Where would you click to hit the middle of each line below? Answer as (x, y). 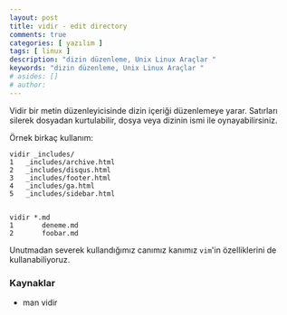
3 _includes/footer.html (60, 178)
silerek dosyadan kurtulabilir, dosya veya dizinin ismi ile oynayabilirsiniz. (143, 120)
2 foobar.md (44, 233)
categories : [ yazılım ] (56, 43)
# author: (28, 85)
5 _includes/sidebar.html (62, 194)
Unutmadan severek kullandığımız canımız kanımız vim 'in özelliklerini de (143, 250)
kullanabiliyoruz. (40, 259)
